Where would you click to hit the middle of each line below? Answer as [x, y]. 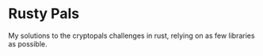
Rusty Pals [44, 14]
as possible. [28, 43]
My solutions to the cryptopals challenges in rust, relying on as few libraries [131, 35]
